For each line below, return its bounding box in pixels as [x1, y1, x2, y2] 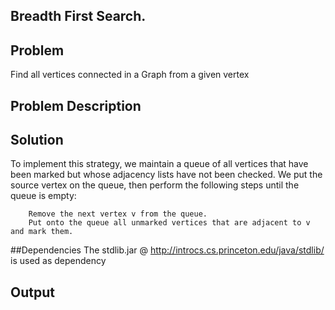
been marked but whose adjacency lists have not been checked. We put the [10, 169, 323, 181]
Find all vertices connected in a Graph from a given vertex [10, 69, 250, 81]
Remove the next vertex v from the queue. [28, 209, 208, 219]
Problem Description [10, 97, 142, 114]
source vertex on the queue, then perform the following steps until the [10, 179, 300, 191]
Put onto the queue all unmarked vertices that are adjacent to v [28, 218, 311, 228]
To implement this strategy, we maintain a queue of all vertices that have [10, 158, 309, 170]
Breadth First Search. [10, 8, 147, 25]
